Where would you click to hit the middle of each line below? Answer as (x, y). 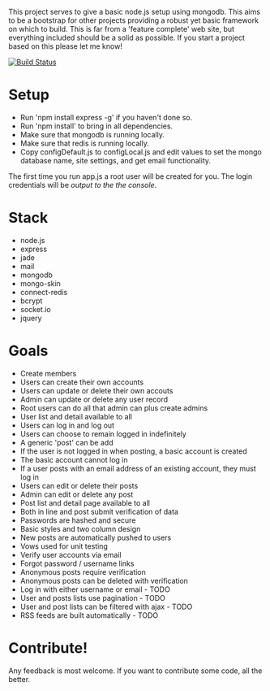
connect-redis (44, 292)
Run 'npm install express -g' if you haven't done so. (106, 117)
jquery (31, 318)
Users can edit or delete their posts (79, 485)
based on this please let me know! (66, 46)
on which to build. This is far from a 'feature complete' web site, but (122, 29)
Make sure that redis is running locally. (85, 143)
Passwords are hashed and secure (78, 520)
